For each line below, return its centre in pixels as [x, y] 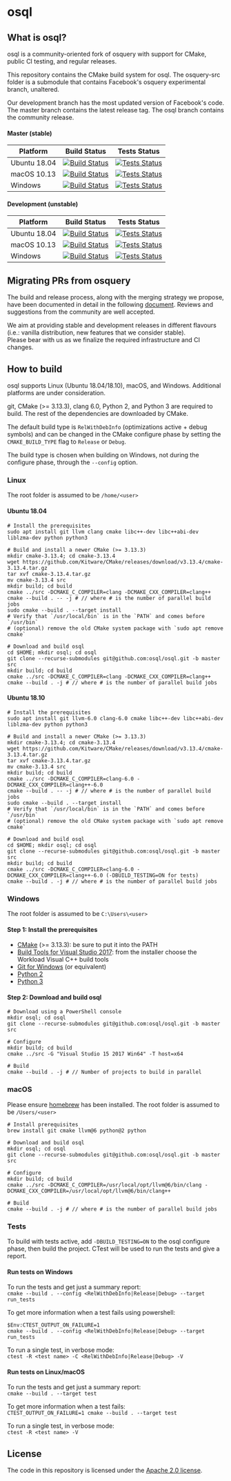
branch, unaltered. [33, 89]
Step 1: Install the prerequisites [52, 929]
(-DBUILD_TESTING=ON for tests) [152, 875]
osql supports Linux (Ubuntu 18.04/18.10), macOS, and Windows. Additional [114, 386]
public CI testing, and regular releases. [62, 61]
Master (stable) [30, 133]
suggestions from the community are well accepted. [81, 312]
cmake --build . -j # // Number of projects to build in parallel [104, 1072]
